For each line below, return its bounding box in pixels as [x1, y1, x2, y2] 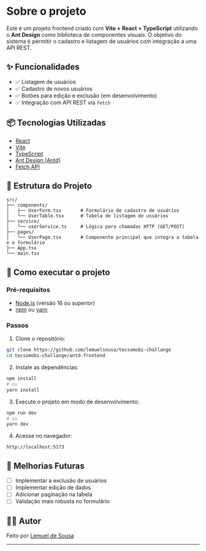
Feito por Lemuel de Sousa [6, 532, 74, 539]
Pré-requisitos [6, 285, 50, 294]
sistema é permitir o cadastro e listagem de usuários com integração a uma [6, 37, 197, 45]
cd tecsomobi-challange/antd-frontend [6, 353, 105, 359]
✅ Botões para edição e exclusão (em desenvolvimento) [15, 92, 158, 99]
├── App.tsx [6, 245, 37, 252]
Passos [6, 321, 29, 329]
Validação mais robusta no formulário [15, 498, 110, 505]
